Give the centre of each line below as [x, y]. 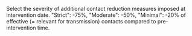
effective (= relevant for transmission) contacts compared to [81, 21]
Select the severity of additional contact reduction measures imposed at [96, 9]
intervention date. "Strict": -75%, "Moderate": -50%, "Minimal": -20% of [96, 15]
